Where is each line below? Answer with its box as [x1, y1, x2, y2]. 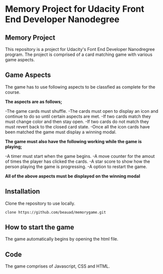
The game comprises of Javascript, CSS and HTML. [5, 263, 110, 269]
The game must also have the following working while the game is [5, 138, 142, 144]
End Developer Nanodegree [5, 14, 120, 25]
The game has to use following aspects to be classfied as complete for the [5, 84, 156, 90]
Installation [5, 187, 40, 196]
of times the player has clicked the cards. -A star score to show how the [5, 158, 150, 164]
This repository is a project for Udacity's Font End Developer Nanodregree [5, 47, 155, 52]
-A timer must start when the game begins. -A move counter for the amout [5, 153, 155, 159]
